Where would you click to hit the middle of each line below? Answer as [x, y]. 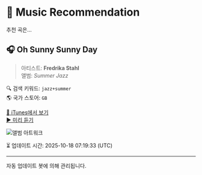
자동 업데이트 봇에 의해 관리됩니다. [46, 165]
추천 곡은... [19, 29]
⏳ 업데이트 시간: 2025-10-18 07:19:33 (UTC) [60, 145]
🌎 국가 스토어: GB [27, 97]
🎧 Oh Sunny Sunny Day [52, 50]
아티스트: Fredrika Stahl [50, 68]
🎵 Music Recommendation [73, 12]
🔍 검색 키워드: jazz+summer [39, 88]
